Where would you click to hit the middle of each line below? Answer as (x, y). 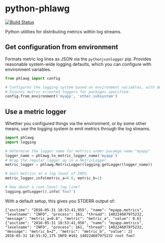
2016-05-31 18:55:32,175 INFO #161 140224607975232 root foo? (70, 236)
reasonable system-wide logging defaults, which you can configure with (78, 64)
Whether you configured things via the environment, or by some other (76, 124)
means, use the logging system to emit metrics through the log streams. (78, 129)
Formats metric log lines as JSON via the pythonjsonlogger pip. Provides (78, 59)
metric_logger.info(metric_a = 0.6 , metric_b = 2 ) (54, 178)
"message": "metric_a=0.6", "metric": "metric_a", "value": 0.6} (73, 218)
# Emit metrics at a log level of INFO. (47, 174)
